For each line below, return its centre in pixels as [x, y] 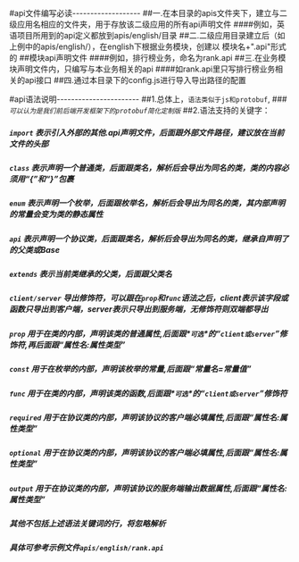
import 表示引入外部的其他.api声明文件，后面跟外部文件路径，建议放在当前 [147, 132]
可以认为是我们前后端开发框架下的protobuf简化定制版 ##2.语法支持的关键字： [140, 110]
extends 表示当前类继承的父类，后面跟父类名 [91, 274]
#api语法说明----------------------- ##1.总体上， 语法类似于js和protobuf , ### [148, 99]
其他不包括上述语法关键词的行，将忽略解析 [87, 524]
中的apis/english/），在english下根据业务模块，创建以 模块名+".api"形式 [156, 46]
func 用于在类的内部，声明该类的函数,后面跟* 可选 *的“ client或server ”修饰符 [149, 393]
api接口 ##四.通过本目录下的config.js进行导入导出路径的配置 [136, 80]
